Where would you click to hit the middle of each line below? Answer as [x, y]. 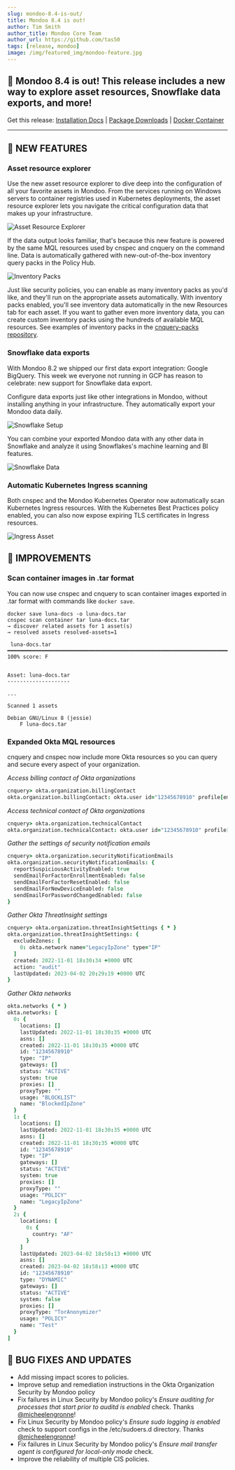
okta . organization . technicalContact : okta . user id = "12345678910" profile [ [119, 830]
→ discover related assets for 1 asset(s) [70, 626]
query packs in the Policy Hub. [51, 263]
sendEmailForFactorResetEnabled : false [72, 882]
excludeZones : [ [37, 941]
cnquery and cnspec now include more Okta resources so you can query [113, 756]
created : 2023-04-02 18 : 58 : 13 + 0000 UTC [79, 1267]
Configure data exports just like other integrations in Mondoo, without [107, 396]
